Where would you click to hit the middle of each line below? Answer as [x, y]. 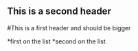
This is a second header [59, 11]
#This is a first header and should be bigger [69, 28]
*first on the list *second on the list [57, 41]
